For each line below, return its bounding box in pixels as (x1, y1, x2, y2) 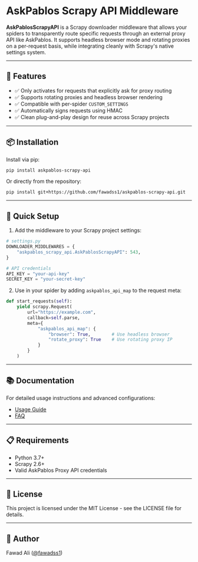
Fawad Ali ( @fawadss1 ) (6, 550, 63, 557)
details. (6, 511, 24, 518)
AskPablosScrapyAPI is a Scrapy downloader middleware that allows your (6, 24, 187, 31)
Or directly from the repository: (6, 178, 81, 185)
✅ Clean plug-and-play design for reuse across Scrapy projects (14, 113, 170, 120)
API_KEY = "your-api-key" (6, 271, 70, 277)
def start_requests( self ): (6, 298, 72, 304)
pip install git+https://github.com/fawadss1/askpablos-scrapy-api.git (6, 189, 186, 195)
